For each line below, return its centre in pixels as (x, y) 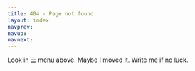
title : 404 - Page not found (51, 14)
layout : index (28, 20)
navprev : (20, 27)
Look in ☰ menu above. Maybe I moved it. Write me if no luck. (98, 60)
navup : (17, 33)
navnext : (20, 40)
